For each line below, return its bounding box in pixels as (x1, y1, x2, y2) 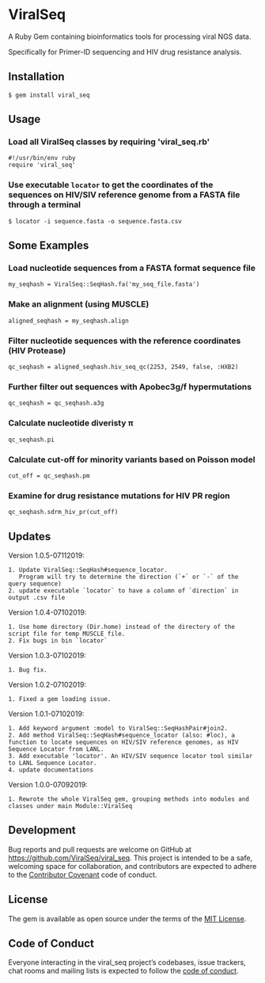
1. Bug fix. (8, 666, 47, 674)
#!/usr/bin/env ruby (8, 154, 77, 162)
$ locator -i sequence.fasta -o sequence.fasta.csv (8, 217, 182, 225)
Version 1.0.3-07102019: (8, 651, 87, 661)
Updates (8, 529, 51, 543)
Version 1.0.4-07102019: (8, 608, 87, 617)
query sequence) (8, 580, 62, 588)
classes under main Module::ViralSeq (8, 802, 133, 810)
